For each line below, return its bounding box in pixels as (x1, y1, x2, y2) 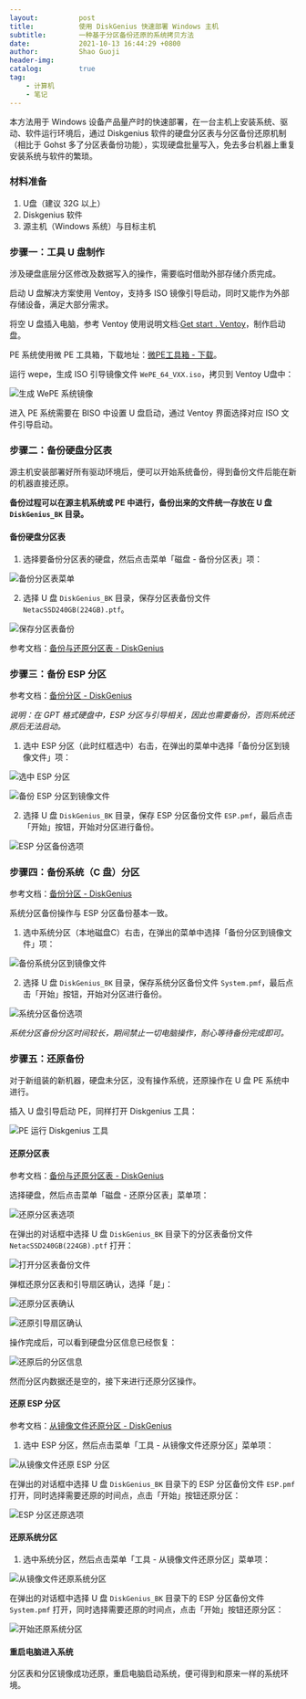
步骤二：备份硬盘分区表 (9, 444, 112, 457)
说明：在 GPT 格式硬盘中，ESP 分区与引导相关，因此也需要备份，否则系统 (9, 709, 287, 720)
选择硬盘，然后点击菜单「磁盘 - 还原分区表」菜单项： (9, 1189, 209, 1200)
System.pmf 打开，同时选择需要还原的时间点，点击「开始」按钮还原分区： (9, 1604, 284, 1615)
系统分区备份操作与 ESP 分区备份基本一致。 (9, 908, 173, 919)
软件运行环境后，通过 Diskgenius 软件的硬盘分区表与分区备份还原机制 (25, 127, 287, 138)
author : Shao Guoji (9, 47, 120, 57)
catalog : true (9, 65, 96, 74)
